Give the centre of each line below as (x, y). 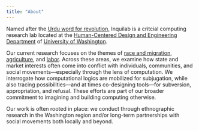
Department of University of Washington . (57, 41)
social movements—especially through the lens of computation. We (90, 71)
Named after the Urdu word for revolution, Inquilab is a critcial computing (97, 29)
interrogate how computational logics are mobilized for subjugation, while (97, 78)
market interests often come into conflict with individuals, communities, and (99, 65)
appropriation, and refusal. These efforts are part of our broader (85, 91)
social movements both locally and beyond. (60, 121)
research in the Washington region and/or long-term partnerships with (93, 115)
